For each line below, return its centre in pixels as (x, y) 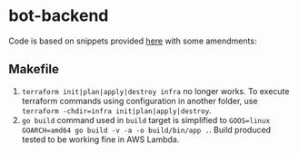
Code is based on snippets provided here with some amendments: (133, 41)
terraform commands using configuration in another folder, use (140, 101)
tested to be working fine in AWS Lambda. (100, 139)
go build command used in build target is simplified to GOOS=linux (145, 120)
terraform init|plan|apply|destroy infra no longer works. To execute (155, 91)
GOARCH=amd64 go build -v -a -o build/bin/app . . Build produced (146, 130)
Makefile (34, 69)
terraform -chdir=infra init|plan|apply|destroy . (117, 111)
